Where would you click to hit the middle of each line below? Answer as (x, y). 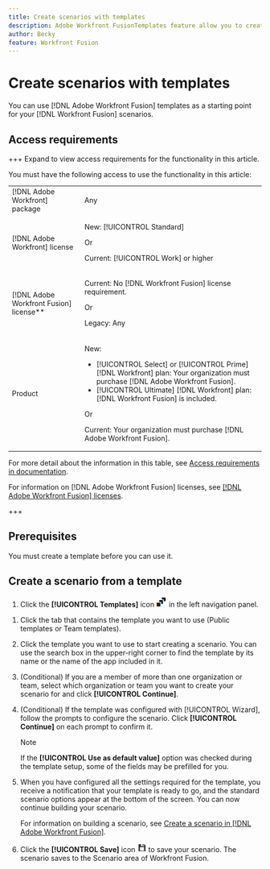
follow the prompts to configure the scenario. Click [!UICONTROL (128, 718)
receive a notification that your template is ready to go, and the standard (139, 790)
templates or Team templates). (71, 628)
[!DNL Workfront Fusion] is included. (156, 398)
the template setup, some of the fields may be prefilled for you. (124, 766)
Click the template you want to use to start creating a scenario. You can (138, 643)
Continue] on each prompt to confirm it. (86, 726)
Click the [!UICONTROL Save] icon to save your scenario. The (128, 849)
